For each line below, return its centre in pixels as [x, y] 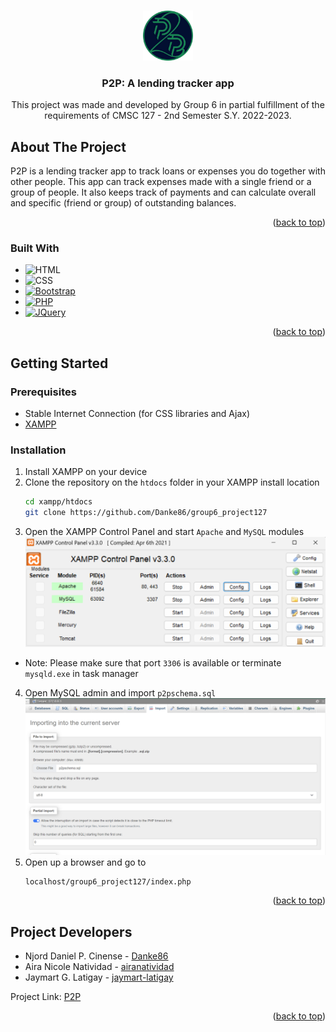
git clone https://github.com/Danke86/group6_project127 [146, 513]
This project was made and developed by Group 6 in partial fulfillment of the [168, 105]
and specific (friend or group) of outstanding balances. [123, 203]
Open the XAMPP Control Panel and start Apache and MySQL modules [164, 532]
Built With [35, 248]
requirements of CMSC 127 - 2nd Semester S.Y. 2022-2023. [168, 116]
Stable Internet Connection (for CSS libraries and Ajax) [137, 414]
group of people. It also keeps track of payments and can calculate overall [163, 192]
